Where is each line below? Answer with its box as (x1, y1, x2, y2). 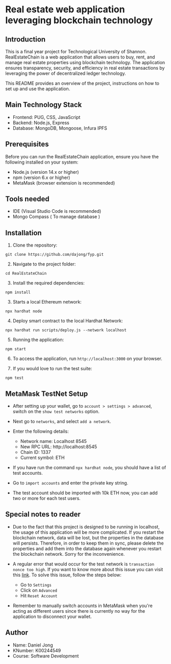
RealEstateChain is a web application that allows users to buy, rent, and (5, 54, 155, 60)
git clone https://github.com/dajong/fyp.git (5, 252, 104, 257)
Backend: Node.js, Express (12, 119, 70, 126)
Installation (5, 228, 42, 237)
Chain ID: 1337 (20, 449, 51, 455)
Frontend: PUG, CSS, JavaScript (12, 114, 81, 120)
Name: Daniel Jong (12, 642, 53, 648)
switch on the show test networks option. (12, 409, 100, 415)
